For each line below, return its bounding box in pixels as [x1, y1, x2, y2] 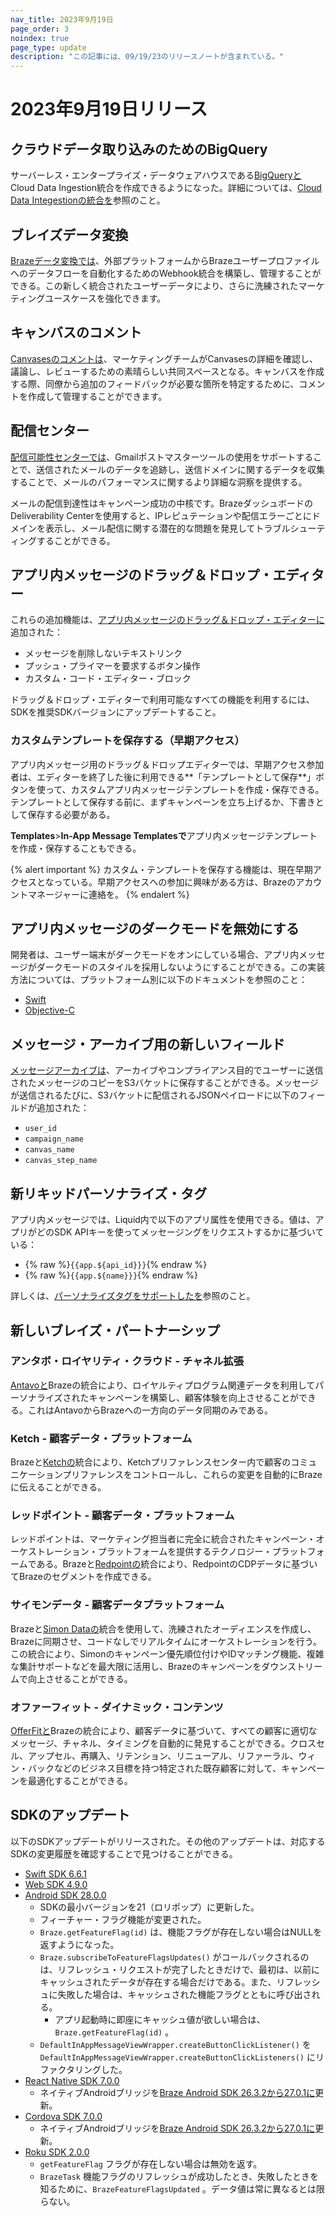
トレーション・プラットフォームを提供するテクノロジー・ [36, 1546, 273, 1558]
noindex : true [10, 33, 70, 43]
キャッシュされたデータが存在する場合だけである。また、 [39, 1976, 277, 1988]
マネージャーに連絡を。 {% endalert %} [27, 888, 190, 900]
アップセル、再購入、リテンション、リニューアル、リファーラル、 [27, 1749, 299, 1761]
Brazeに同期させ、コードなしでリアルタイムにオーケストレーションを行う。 [10, 1635, 323, 1647]
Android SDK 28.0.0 [24, 1889, 107, 1901]
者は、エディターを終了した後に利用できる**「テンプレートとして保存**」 [10, 771, 316, 783]
